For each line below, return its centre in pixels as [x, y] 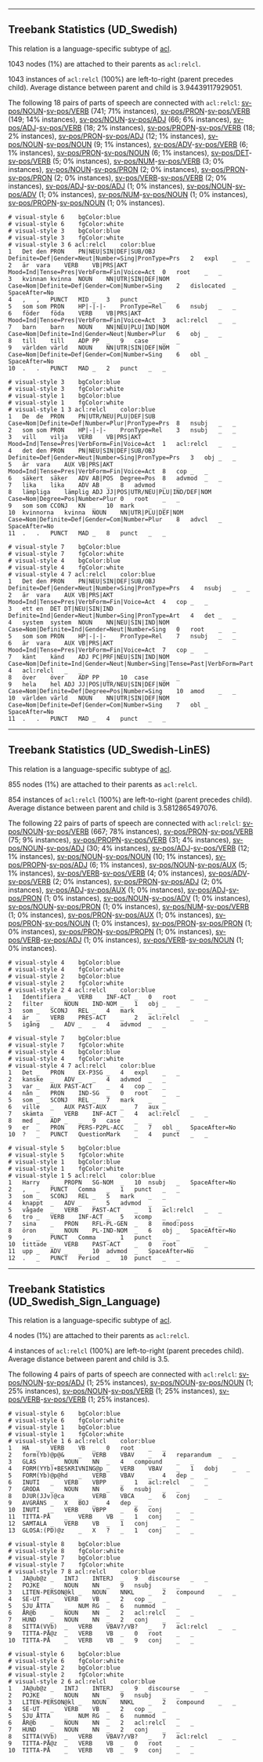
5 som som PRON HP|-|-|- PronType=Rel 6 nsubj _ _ [122, 306]
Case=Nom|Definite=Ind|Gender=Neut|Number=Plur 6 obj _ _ [115, 334]
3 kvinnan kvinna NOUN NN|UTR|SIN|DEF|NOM [89, 279]
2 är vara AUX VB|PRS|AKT [61, 595]
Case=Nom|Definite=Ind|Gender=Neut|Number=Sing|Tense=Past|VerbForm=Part [131, 663]
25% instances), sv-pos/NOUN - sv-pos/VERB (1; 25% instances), [113, 1391]
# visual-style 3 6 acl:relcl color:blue [82, 244]
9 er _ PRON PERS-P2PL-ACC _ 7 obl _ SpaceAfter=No [122, 1128]
